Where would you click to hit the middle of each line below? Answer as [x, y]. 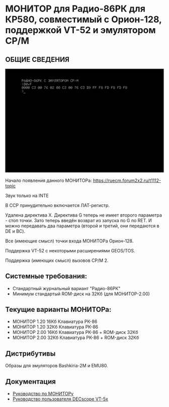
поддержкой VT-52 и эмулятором [80, 30]
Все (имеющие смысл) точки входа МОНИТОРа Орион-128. [69, 241]
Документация [31, 382]
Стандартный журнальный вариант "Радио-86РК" [66, 288]
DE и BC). [15, 231]
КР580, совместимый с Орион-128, [83, 19]
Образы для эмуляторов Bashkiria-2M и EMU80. [57, 366]
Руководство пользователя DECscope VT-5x [60, 399]
